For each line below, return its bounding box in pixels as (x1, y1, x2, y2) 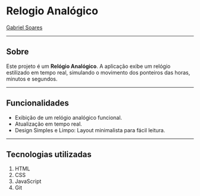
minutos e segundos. (6, 75, 58, 82)
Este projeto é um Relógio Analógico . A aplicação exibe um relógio (6, 63, 171, 70)
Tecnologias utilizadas (6, 149, 92, 159)
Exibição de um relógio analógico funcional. (14, 114, 123, 121)
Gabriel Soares (6, 24, 43, 31)
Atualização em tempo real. (14, 120, 82, 127)
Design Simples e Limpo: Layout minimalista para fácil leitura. (14, 126, 165, 133)
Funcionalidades (6, 98, 70, 108)
